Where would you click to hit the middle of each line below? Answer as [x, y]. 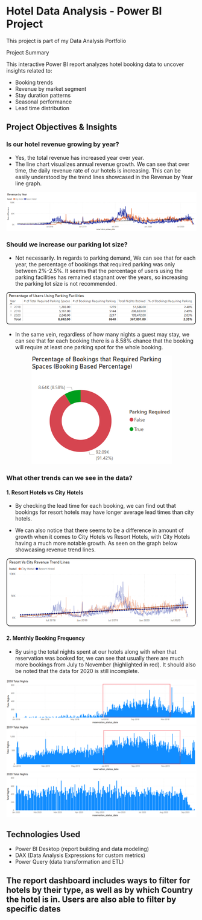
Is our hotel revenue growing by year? [63, 145]
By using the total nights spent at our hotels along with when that [96, 651]
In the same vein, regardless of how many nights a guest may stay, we [102, 335]
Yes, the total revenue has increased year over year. [80, 157]
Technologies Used [43, 834]
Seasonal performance [43, 102]
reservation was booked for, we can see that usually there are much [99, 658]
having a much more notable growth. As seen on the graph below [96, 544]
